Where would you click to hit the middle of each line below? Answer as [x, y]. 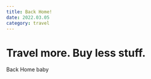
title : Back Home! [29, 12]
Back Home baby [28, 69]
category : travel [28, 23]
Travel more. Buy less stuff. [76, 53]
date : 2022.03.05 [28, 17]
